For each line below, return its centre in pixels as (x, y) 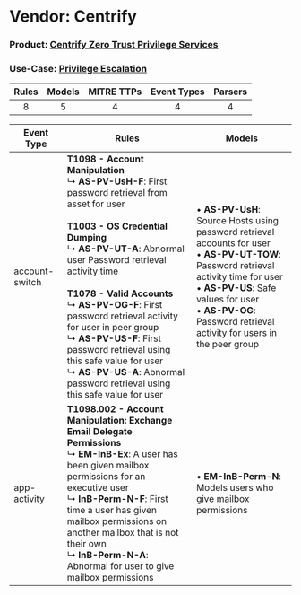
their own (87, 544)
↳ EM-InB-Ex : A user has (122, 454)
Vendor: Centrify (73, 17)
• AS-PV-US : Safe (236, 288)
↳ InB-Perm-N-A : (108, 556)
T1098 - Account (106, 159)
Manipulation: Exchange (120, 421)
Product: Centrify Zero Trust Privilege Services (114, 45)
